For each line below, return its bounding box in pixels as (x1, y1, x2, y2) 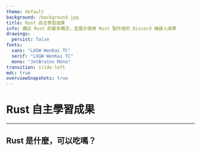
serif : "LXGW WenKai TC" (11, 53, 74, 59)
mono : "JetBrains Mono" (11, 58, 71, 64)
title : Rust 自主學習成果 (6, 20, 66, 26)
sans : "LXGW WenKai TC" (11, 48, 71, 54)
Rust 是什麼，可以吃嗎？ (6, 135, 97, 146)
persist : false (11, 36, 50, 42)
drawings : (6, 31, 31, 37)
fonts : (6, 42, 23, 48)
